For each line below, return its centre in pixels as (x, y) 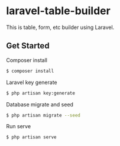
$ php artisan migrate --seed (43, 115)
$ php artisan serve (32, 137)
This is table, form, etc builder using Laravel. (60, 27)
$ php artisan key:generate (41, 93)
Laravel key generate (32, 82)
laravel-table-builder (58, 11)
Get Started (28, 46)
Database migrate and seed (40, 104)
